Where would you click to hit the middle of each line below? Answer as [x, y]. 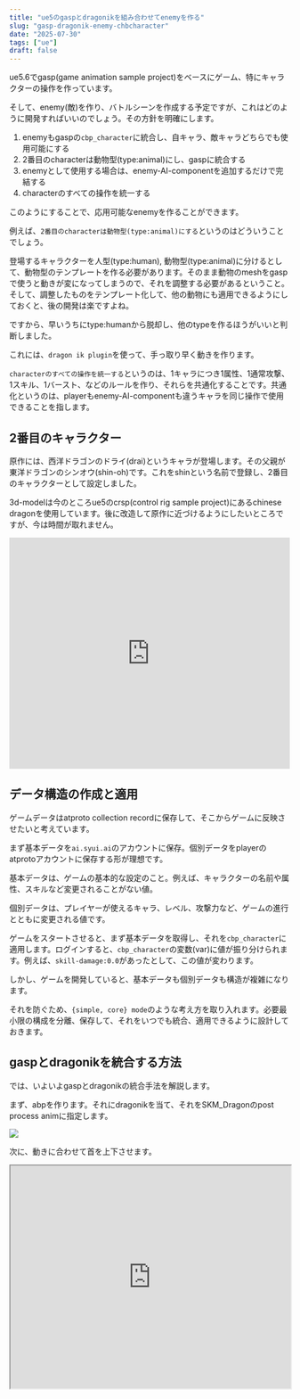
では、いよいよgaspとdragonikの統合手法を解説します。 [112, 1085]
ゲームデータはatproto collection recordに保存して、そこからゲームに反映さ [148, 818]
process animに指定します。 [61, 1115]
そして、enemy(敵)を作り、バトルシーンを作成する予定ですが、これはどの [145, 107]
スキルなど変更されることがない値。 [91, 889]
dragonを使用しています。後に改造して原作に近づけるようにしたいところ [142, 513]
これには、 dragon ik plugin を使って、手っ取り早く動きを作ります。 [134, 355]
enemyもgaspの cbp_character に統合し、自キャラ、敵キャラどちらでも [151, 137]
